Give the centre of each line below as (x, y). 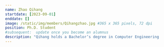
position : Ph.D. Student (30, 28)
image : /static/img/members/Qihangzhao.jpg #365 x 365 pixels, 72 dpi (79, 23)
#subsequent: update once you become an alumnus (57, 32)
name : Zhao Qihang (24, 10)
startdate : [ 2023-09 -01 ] (30, 14)
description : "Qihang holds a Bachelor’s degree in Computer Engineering (82, 37)
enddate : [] (17, 19)
